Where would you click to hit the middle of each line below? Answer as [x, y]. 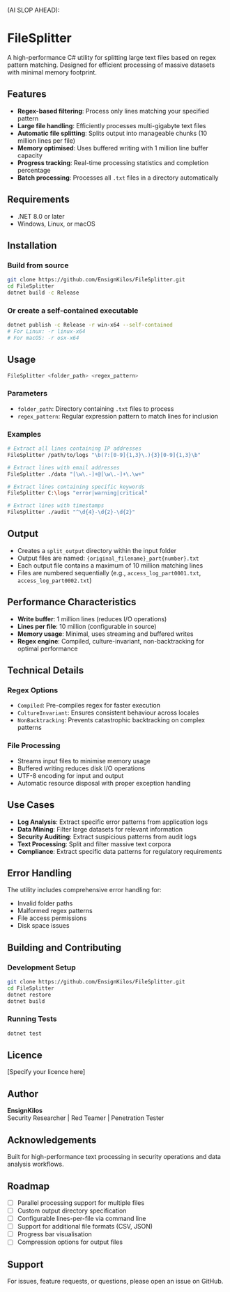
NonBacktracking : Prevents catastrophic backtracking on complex [111, 720]
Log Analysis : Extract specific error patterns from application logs [113, 822]
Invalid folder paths [45, 903]
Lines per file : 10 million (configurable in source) [87, 626]
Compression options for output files [70, 1242]
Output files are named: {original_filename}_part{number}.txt [108, 558]
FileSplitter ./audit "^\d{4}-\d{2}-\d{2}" [71, 512]
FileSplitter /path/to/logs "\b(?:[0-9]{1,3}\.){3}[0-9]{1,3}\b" [104, 455]
